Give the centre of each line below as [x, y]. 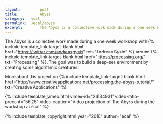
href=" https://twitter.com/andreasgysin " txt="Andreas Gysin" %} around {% [81, 52]
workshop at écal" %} [27, 107]
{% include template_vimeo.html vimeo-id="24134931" [60, 97]
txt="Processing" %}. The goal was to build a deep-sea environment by [77, 62]
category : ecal [23, 18]
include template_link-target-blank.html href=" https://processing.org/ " [75, 57]
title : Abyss [28, 14]
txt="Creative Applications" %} [36, 87]
